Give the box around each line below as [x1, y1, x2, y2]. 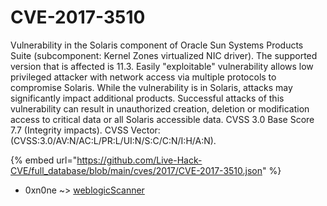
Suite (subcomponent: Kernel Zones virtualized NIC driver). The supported [10, 49, 318, 61]
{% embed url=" [10, 154, 78, 166]
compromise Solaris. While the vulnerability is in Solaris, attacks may [10, 81, 293, 93]
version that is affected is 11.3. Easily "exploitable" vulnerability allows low [10, 60, 314, 72]
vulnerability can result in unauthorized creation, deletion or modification [10, 102, 310, 115]
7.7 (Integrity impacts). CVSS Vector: [10, 124, 161, 136]
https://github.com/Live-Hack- [76, 154, 203, 166]
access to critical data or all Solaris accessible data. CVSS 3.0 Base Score [10, 113, 315, 125]
